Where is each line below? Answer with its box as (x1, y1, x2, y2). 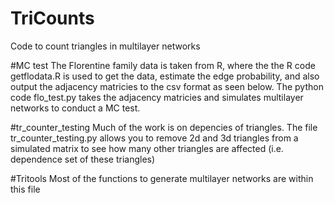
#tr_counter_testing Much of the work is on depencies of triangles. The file (10, 121, 318, 133)
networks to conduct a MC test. (10, 102, 141, 114)
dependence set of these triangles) (10, 153, 156, 165)
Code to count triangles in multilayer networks (10, 40, 201, 52)
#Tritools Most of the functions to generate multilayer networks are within (10, 172, 314, 184)
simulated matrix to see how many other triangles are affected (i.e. (10, 142, 284, 154)
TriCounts (10, 7, 95, 30)
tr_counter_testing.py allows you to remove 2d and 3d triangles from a (10, 132, 299, 144)
